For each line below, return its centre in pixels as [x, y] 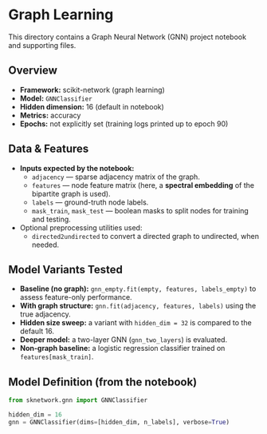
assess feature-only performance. [76, 297]
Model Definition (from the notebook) [103, 382]
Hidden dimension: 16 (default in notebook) [92, 106]
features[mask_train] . [57, 356]
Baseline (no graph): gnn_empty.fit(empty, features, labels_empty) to [138, 289]
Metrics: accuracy [50, 115]
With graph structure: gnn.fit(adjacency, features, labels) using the [138, 306]
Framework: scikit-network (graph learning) [92, 90]
